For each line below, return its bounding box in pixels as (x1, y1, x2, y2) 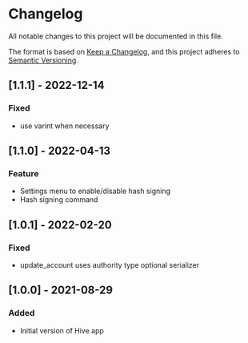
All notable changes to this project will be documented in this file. (8, 31, 224, 41)
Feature (8, 167, 39, 179)
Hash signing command (19, 195, 98, 204)
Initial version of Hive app (19, 325, 104, 335)
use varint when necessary (19, 121, 110, 131)
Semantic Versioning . (8, 55, 78, 65)
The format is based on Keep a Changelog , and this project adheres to (8, 46, 240, 56)
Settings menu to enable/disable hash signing (19, 186, 170, 196)
